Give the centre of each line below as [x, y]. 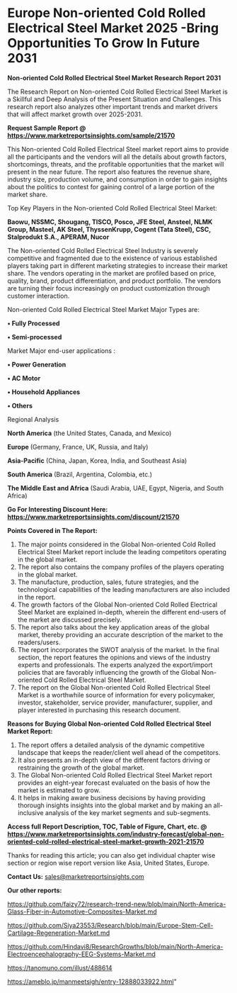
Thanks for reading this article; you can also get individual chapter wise [111, 855]
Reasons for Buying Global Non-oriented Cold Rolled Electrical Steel [109, 724]
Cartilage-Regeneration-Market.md [59, 933]
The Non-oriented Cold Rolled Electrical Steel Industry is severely [103, 250]
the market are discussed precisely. [69, 619]
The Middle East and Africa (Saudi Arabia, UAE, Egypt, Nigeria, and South [116, 488]
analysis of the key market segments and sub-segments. [128, 812]
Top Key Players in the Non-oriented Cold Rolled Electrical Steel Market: [112, 208]
